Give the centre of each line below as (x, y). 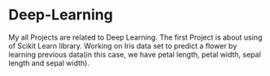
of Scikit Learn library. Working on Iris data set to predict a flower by (123, 45)
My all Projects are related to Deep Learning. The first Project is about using (135, 37)
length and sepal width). (49, 63)
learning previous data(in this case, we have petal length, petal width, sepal (135, 54)
